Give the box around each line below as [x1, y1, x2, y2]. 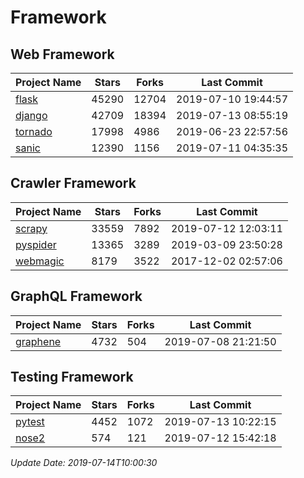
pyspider [15, 237, 57, 251]
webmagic [15, 254, 65, 268]
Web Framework [10, 46, 115, 63]
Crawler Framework [10, 175, 137, 192]
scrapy [15, 221, 48, 235]
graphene [15, 334, 62, 348]
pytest [15, 415, 45, 429]
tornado [15, 125, 53, 138]
